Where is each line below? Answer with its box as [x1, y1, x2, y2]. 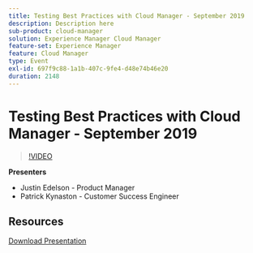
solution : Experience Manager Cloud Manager [8, 34, 161, 43]
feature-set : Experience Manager [8, 42, 122, 50]
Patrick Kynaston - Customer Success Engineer [19, 191, 180, 201]
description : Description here [8, 19, 114, 28]
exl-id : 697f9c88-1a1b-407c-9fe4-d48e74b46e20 [8, 65, 169, 73]
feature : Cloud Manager [8, 49, 89, 58]
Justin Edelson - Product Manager [19, 182, 135, 192]
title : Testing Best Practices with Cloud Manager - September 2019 [8, 11, 245, 20]
